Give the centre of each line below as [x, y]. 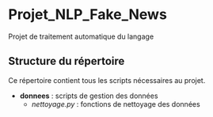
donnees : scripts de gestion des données [89, 96]
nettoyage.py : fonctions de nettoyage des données [116, 104]
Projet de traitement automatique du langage [81, 36]
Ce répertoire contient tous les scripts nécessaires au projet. [107, 80]
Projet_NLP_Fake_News [88, 15]
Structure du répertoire [67, 61]
